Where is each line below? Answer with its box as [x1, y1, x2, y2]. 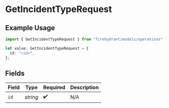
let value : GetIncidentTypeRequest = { [5, 46, 89, 51]
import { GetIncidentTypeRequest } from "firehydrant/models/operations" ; [5, 37, 165, 42]
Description [70, 84, 99, 91]
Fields [5, 69, 25, 77]
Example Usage [5, 24, 55, 32]
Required [43, 84, 65, 91]
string [24, 93, 39, 100]
